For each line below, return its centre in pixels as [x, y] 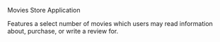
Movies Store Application [44, 10]
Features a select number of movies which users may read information [110, 23]
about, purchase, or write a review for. [63, 31]
